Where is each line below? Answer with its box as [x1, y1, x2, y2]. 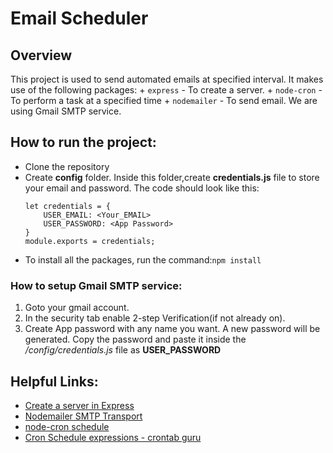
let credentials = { [24, 201, 111, 211]
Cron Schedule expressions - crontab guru [24, 431, 202, 443]
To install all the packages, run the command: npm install [24, 253, 262, 266]
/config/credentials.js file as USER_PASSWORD [24, 344, 222, 356]
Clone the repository [24, 160, 110, 172]
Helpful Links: [10, 373, 99, 390]
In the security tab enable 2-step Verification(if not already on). [24, 312, 286, 324]
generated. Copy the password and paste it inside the [24, 333, 247, 346]
